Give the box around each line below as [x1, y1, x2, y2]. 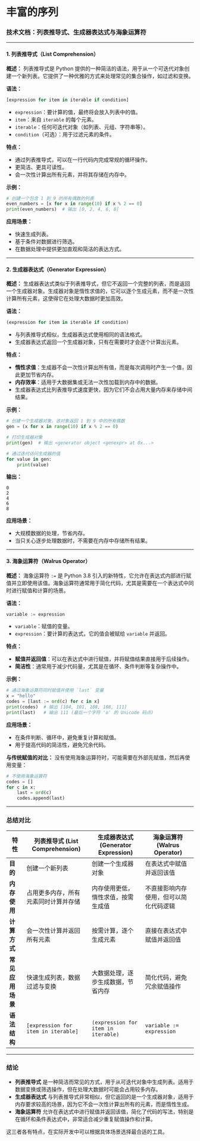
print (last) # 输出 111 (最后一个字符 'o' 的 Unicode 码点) [6, 709, 154, 715]
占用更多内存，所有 [26, 888, 80, 896]
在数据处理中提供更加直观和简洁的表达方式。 [14, 245, 125, 253]
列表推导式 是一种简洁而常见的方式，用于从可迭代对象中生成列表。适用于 [14, 1078, 194, 1085]
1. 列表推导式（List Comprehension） [6, 51, 99, 58]
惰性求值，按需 [92, 893, 134, 901]
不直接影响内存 [145, 884, 187, 892]
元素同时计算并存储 [26, 897, 80, 905]
